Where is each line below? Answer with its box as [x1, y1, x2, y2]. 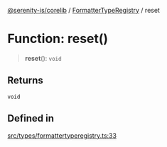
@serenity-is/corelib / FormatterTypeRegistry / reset [7, 6, 160, 14]
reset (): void [24, 54, 62, 62]
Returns [7, 74, 44, 87]
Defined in [7, 112, 55, 124]
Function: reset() [7, 31, 109, 47]
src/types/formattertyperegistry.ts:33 [7, 131, 117, 140]
